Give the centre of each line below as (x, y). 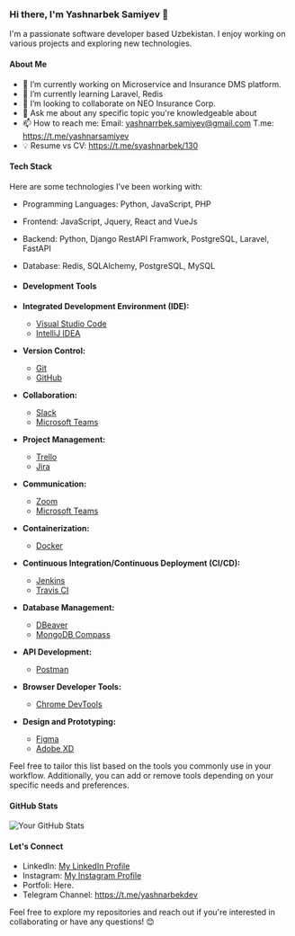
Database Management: (68, 607)
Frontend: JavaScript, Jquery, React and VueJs (110, 221)
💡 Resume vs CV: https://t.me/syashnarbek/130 (110, 145)
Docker (49, 545)
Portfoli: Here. (48, 886)
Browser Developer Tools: (72, 686)
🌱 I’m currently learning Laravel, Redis (93, 94)
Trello (46, 457)
